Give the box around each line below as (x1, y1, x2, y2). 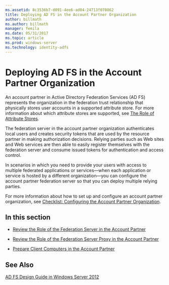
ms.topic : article (5, 36, 44, 41)
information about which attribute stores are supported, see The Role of (5, 110, 155, 116)
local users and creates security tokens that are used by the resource (5, 131, 150, 137)
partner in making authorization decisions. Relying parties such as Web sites (5, 136, 164, 142)
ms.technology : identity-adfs (5, 45, 69, 50)
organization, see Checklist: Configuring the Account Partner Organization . (5, 198, 161, 204)
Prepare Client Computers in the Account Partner (12, 246, 115, 252)
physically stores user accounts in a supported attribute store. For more (5, 104, 154, 111)
